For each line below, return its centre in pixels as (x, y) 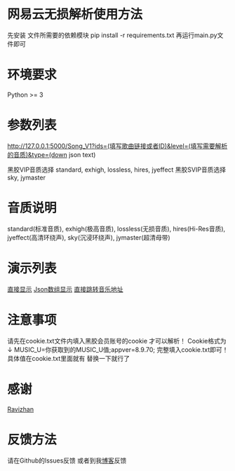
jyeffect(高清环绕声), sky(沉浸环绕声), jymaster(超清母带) (89, 237)
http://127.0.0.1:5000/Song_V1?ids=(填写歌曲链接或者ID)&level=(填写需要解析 (117, 146)
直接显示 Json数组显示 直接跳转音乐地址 (65, 289)
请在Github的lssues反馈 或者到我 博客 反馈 (67, 460)
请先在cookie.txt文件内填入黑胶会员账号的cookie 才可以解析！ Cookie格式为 (117, 341)
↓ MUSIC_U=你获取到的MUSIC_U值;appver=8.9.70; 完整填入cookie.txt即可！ (118, 349)
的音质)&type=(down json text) (52, 154)
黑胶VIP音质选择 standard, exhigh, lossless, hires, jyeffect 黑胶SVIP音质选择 (117, 170)
